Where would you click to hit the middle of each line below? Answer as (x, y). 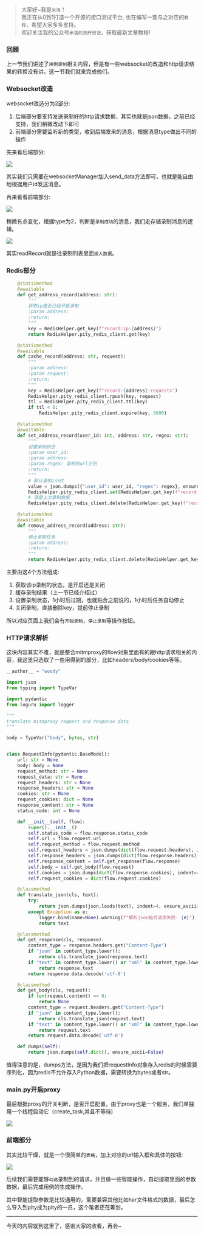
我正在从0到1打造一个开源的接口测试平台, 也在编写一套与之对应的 (103, 17)
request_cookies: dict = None (56, 799)
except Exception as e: (58, 912)
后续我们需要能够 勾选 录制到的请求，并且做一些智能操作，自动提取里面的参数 (101, 1179)
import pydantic (27, 699)
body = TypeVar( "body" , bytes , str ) (53, 738)
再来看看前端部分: (29, 197)
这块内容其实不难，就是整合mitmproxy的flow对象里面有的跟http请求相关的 (99, 652)
